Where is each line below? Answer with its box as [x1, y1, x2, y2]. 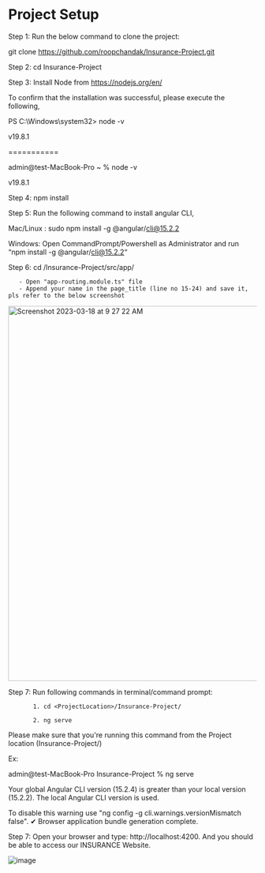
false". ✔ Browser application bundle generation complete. [8, 816, 199, 826]
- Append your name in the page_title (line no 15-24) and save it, [18, 284, 248, 293]
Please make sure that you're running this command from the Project [8, 730, 232, 740]
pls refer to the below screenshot [8, 291, 125, 299]
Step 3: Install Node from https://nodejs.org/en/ [8, 77, 163, 87]
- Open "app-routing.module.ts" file [18, 278, 144, 286]
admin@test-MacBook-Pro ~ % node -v [8, 162, 138, 171]
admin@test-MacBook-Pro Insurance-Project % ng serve [8, 769, 195, 778]
